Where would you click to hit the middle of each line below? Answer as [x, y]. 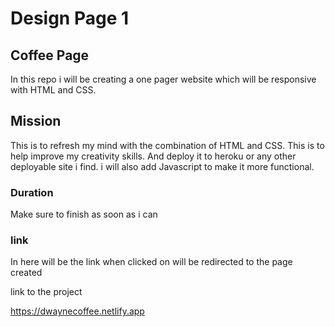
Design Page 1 [70, 18]
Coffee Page [50, 55]
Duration [32, 192]
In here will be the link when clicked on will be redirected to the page [151, 262]
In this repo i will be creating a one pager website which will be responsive [163, 79]
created [26, 273]
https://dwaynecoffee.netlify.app [77, 311]
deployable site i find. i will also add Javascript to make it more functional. [162, 166]
